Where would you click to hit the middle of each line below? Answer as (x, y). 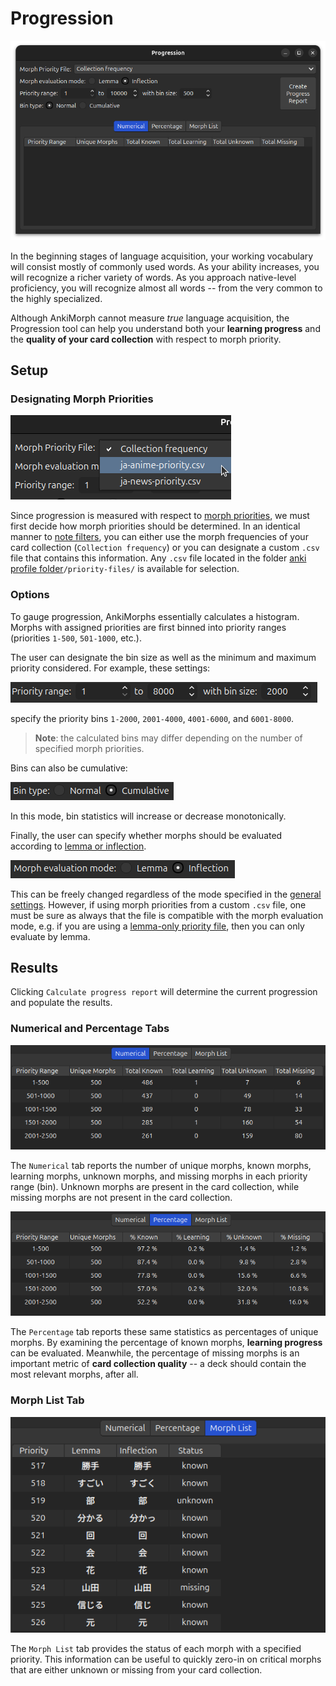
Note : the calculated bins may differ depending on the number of (168, 738)
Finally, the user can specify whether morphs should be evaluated (146, 835)
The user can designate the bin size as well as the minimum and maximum (163, 657)
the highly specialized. (56, 298)
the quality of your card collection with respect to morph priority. (146, 339)
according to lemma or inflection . (78, 846)
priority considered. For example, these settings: (110, 668)
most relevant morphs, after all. (74, 1374)
